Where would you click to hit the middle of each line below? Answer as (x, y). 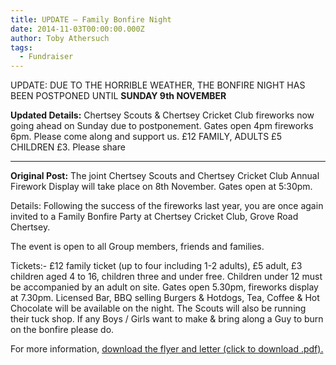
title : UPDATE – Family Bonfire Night (91, 19)
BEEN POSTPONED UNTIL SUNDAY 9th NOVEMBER (118, 96)
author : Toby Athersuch (60, 38)
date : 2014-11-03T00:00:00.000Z (77, 29)
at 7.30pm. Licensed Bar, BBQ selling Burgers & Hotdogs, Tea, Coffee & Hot (165, 298)
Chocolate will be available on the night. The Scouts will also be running (158, 308)
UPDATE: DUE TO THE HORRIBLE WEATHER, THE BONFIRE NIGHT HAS (158, 85)
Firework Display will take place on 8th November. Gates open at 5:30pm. (161, 187)
